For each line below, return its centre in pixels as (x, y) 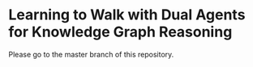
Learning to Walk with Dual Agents (127, 15)
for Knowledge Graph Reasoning (120, 32)
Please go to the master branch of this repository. (91, 54)
